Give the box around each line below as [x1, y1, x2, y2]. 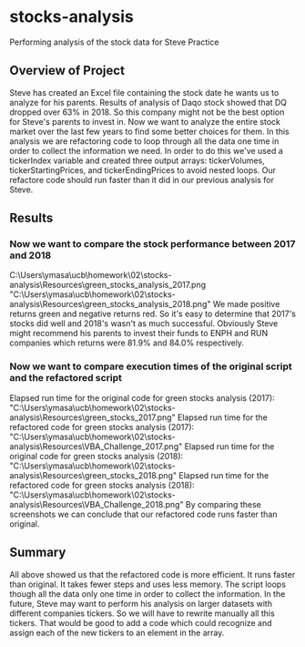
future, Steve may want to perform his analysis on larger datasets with [9, 598, 273, 609]
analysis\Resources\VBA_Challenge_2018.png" [9, 498, 184, 509]
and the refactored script [9, 372, 123, 385]
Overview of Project [9, 63, 126, 78]
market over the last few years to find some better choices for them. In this [9, 126, 290, 137]
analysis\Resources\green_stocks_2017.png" [9, 412, 176, 423]
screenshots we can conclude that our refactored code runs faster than [9, 508, 278, 519]
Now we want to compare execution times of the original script [9, 360, 293, 373]
